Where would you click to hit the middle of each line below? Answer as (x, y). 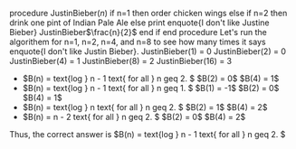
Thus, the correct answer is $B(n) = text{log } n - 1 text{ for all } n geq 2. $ (148, 134)
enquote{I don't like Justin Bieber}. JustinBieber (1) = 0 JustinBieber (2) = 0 (148, 51)
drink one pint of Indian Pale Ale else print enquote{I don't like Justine (139, 23)
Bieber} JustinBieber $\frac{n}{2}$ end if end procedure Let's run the (138, 32)
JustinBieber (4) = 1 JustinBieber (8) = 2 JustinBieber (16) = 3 (121, 61)
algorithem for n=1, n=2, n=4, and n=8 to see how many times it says (138, 42)
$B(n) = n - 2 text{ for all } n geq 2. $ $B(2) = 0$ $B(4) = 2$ (134, 117)
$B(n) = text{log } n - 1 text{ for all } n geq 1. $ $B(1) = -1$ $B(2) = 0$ (151, 88)
